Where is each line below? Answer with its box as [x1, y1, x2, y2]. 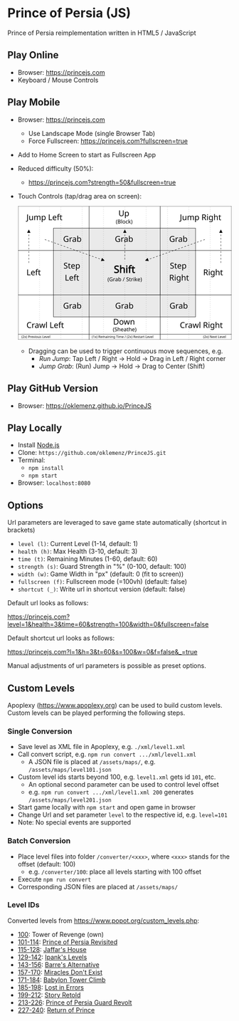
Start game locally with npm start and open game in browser [17, 803, 196, 812]
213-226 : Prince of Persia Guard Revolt [17, 998, 132, 1007]
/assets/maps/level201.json [28, 797, 112, 804]
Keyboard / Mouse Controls [17, 75, 99, 84]
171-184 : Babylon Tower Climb [17, 975, 106, 984]
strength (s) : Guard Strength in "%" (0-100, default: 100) [17, 562, 187, 571]
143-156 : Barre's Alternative [17, 960, 100, 969]
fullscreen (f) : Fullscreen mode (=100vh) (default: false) [17, 577, 187, 586]
